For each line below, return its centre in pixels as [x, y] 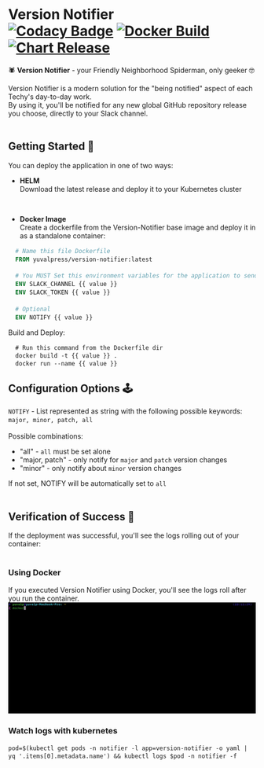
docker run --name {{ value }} [66, 363]
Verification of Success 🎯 [71, 516]
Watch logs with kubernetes [63, 731]
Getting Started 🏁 [51, 147]
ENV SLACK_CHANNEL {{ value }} [66, 285]
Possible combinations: [46, 436]
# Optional [33, 309]
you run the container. [44, 598]
